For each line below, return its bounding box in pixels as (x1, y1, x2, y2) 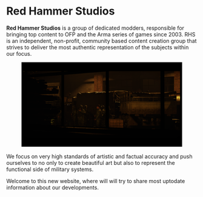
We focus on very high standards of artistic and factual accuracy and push (6, 153, 193, 160)
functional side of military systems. (6, 165, 94, 173)
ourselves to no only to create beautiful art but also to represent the (6, 159, 175, 166)
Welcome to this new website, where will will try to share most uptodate (6, 177, 185, 184)
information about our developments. (6, 184, 99, 191)
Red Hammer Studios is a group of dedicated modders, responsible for (6, 24, 185, 32)
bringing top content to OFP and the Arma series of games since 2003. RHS (6, 30, 196, 38)
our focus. (6, 50, 32, 57)
